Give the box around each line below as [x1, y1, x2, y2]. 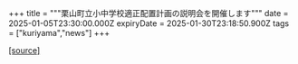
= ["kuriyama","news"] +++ [8, 28, 111, 38]
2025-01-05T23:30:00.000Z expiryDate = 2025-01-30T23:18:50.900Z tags [8, 18, 290, 29]
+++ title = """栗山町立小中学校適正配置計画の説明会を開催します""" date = [8, 8, 289, 18]
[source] [8, 45, 41, 56]
